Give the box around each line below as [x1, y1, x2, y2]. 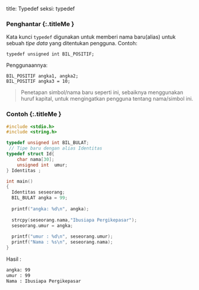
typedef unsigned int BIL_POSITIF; [6, 51, 95, 57]
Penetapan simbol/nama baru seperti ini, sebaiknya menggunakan [20, 89, 184, 96]
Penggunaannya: [6, 62, 48, 69]
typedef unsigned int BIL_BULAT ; [6, 140, 89, 146]
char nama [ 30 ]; [17, 156, 55, 163]
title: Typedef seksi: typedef [6, 5, 76, 12]
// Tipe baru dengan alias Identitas [8, 145, 102, 151]
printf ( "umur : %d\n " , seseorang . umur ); [11, 233, 113, 240]
